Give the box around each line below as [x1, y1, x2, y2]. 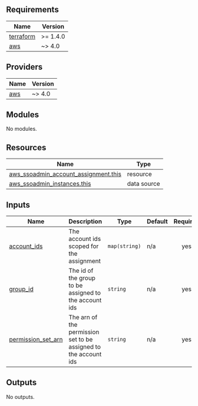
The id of [68, 266, 94, 275]
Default [146, 217, 168, 225]
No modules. [6, 125, 37, 133]
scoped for [68, 242, 99, 250]
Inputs [6, 199, 31, 210]
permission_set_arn [9, 336, 63, 344]
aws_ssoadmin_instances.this [9, 180, 91, 188]
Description [68, 217, 102, 225]
